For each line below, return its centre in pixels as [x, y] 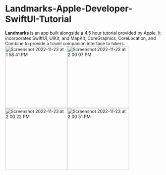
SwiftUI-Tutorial [38, 19]
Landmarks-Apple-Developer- [69, 9]
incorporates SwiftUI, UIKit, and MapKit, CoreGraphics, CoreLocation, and [81, 38]
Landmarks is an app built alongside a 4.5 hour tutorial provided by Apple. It [83, 33]
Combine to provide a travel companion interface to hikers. [65, 43]
